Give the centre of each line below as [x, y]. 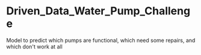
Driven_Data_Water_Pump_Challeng [98, 11]
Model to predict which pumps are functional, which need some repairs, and [101, 40]
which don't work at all [35, 47]
